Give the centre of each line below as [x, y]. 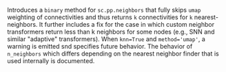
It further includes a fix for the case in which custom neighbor [127, 24]
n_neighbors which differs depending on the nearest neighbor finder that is [113, 53]
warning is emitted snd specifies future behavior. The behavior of [100, 46]
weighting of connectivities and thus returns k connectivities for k [100, 17]
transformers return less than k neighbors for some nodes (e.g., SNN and [111, 32]
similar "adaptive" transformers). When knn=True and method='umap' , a [106, 39]
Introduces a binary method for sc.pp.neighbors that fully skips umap [104, 10]
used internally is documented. [51, 61]
